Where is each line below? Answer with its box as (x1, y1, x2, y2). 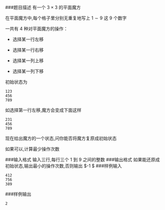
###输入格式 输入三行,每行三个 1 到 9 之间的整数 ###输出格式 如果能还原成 (5, 157, 160, 162)
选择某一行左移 (12, 37, 44, 42)
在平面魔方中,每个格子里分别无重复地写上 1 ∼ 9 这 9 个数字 (5, 15, 127, 21)
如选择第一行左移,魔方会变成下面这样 (5, 107, 82, 113)
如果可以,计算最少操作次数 (5, 146, 60, 152)
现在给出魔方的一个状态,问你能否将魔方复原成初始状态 (5, 135, 117, 141)
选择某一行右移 (12, 47, 44, 53)
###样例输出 (5, 191, 32, 197)
